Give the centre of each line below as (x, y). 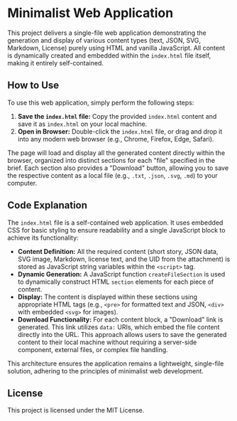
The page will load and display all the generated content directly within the (116, 153)
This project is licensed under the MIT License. (76, 410)
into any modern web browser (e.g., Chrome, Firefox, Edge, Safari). (116, 139)
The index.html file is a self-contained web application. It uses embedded (115, 223)
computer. (22, 183)
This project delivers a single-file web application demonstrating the (107, 33)
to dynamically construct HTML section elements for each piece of (116, 282)
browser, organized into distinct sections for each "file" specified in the (111, 160)
